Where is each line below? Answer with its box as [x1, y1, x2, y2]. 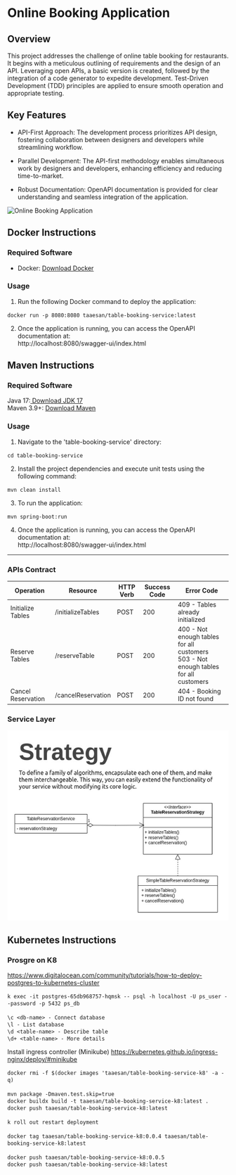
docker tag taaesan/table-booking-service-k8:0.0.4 [7, 1133, 162, 1141]
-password [7, 1001, 37, 1008]
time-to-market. [17, 171, 64, 180]
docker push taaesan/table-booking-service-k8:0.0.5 [7, 1154, 165, 1162]
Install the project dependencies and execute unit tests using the [17, 464, 205, 473]
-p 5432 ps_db [38, 1001, 80, 1008]
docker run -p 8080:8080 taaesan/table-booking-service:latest [7, 312, 197, 319]
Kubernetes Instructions [7, 934, 117, 946]
